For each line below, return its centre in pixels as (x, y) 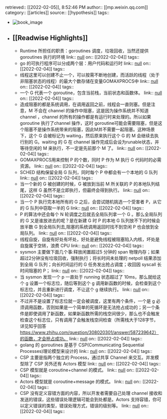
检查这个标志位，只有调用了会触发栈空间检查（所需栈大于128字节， (89, 320)
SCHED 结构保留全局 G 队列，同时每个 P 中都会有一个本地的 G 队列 (89, 172)
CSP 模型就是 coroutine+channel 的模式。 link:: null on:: (77, 370)
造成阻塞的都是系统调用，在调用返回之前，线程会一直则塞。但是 (85, 104)
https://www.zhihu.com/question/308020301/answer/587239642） (89, 332)
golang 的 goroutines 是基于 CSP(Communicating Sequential (82, 345)
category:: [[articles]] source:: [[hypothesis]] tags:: (57, 13)
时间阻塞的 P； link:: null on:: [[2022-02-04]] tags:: (72, 271)
